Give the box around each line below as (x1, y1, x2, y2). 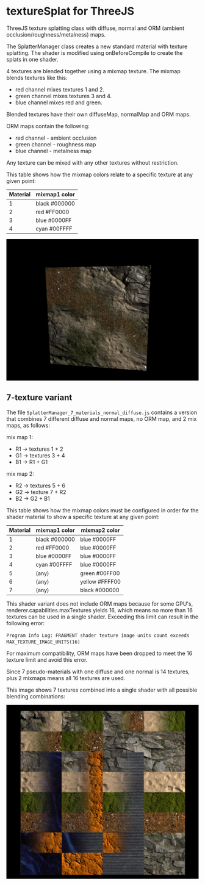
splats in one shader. (6, 56, 59, 63)
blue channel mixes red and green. (15, 99, 103, 106)
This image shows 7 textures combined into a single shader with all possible (6, 686, 198, 693)
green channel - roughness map (15, 140, 96, 148)
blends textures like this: (6, 74, 68, 81)
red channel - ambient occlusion (15, 134, 97, 142)
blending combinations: (6, 692, 65, 700)
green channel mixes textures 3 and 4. (15, 92, 112, 99)
